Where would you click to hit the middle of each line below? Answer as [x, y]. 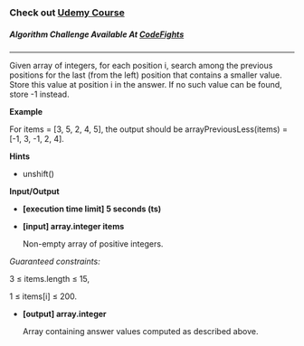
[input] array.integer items [73, 226]
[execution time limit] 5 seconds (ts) [92, 209]
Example [26, 111]
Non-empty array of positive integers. [93, 243]
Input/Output [35, 191]
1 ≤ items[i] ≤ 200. [43, 296]
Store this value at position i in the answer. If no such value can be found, [146, 84]
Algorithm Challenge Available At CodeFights [97, 34]
